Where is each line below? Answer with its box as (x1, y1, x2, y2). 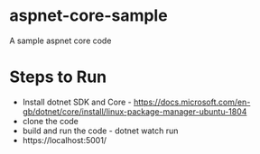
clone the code (22, 115, 79, 126)
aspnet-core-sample (9, 5, 169, 26)
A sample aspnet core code (9, 35, 112, 46)
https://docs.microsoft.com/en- (134, 96, 251, 107)
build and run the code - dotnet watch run (22, 125, 179, 136)
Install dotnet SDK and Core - (22, 96, 133, 107)
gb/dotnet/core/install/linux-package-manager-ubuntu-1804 (22, 105, 247, 117)
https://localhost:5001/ (22, 134, 107, 145)
